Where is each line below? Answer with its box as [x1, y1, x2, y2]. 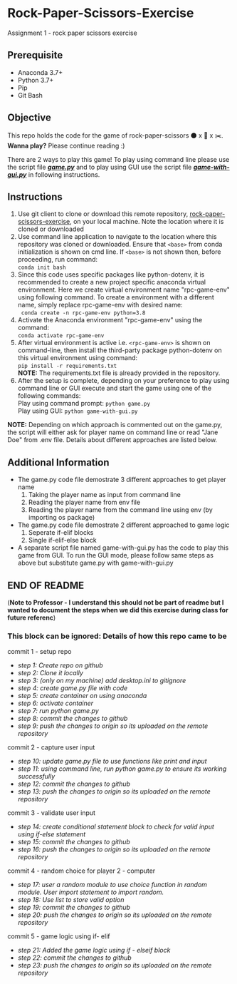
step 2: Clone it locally [17, 669, 84, 677]
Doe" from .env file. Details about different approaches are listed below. [7, 436, 218, 444]
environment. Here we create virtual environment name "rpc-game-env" [17, 285, 230, 294]
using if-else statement [17, 830, 86, 839]
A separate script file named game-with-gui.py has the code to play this [17, 543, 229, 552]
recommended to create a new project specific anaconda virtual [17, 278, 206, 287]
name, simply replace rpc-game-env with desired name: [17, 301, 183, 309]
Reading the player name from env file [28, 498, 141, 507]
